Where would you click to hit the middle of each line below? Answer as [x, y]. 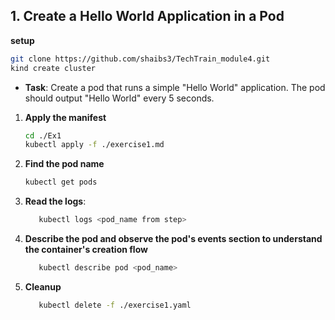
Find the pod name [64, 164]
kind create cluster [53, 68]
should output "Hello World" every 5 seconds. [119, 98]
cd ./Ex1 [43, 135]
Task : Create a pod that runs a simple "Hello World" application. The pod [175, 87]
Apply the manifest [65, 117]
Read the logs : [55, 201]
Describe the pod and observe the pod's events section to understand [173, 239]
